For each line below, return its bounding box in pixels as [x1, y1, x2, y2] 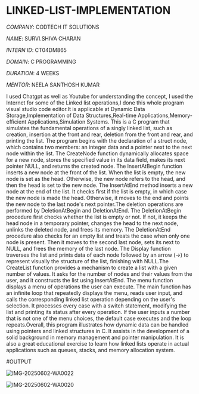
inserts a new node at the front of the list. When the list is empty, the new [6, 168, 186, 176]
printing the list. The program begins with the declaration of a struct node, [6, 137, 188, 144]
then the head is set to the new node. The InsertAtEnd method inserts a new [6, 181, 193, 189]
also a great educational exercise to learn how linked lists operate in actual [6, 340, 189, 347]
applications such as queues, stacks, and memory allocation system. [6, 346, 175, 353]
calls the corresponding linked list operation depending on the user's [6, 295, 175, 303]
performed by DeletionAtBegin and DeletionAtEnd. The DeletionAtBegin [6, 207, 182, 214]
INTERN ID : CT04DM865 [6, 46, 67, 54]
